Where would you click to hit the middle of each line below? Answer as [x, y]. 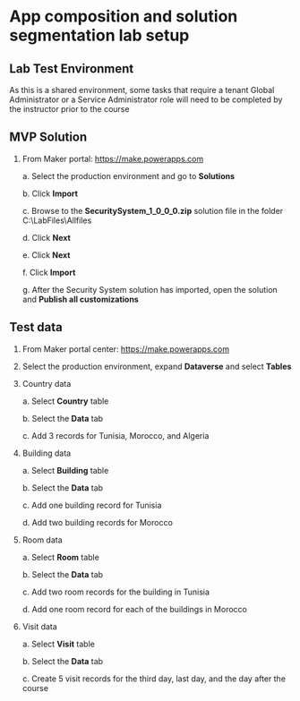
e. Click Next [46, 255]
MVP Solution [48, 137]
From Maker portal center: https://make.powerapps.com [126, 349]
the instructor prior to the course [69, 109]
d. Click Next [47, 237]
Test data [36, 327]
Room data [42, 540]
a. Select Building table [65, 470]
